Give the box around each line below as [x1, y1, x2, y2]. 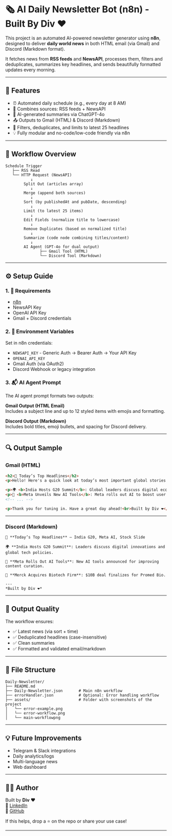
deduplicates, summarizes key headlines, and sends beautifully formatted [5, 61, 161, 67]
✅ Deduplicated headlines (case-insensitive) [12, 634, 107, 640]
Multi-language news [12, 758, 58, 764]
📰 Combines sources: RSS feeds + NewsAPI [12, 106, 106, 112]
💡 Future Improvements [5, 734, 82, 743]
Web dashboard [12, 764, 47, 770]
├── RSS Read [12, 168, 40, 173]
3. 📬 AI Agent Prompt [5, 379, 61, 386]
